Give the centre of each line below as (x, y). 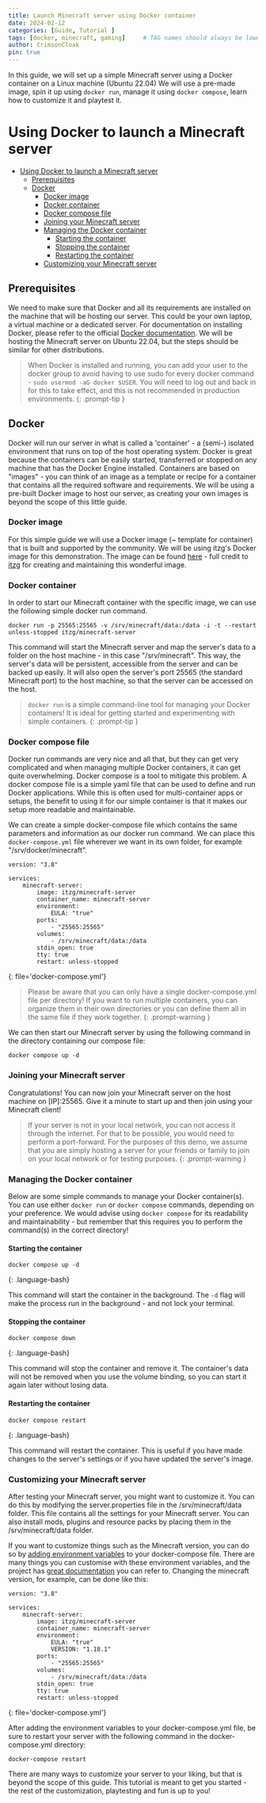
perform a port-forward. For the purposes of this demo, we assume (137, 1141)
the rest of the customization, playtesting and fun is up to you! (110, 1790)
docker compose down (42, 1339)
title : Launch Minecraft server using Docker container (102, 15)
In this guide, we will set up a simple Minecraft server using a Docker (120, 75)
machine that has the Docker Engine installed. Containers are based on (124, 468)
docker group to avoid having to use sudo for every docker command (141, 373)
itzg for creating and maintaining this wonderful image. (97, 564)
